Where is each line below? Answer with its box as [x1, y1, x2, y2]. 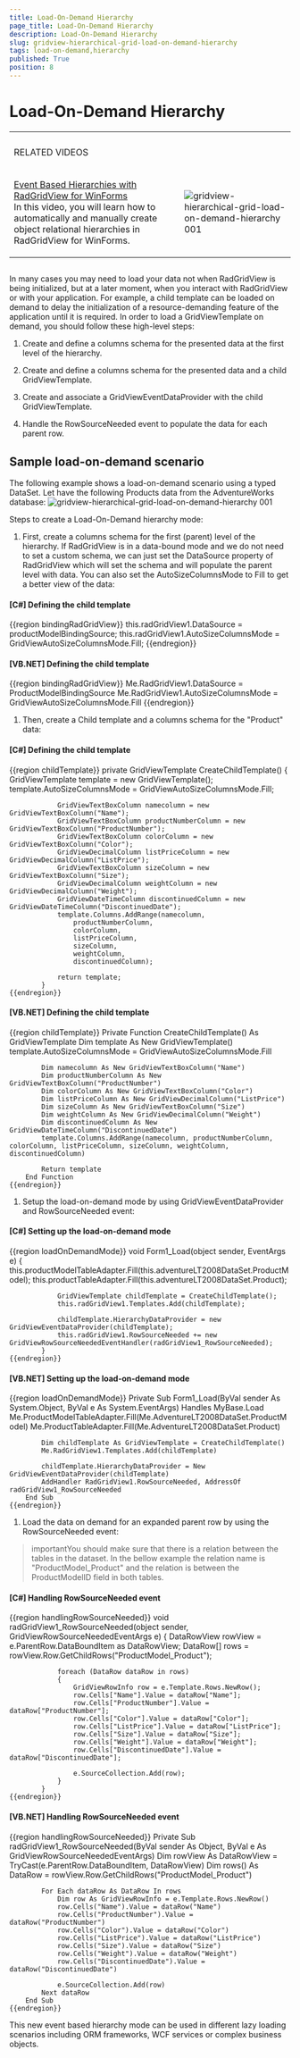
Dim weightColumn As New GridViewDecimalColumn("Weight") [41, 1109, 262, 1119]
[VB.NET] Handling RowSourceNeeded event [9, 1811, 180, 1822]
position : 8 [9, 63, 54, 72]
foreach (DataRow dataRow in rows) [56, 1668, 190, 1677]
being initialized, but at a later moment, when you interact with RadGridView [9, 283, 288, 294]
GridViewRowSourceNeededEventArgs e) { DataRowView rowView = [9, 1631, 262, 1642]
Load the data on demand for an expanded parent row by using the [21, 1517, 270, 1527]
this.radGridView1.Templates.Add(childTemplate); [56, 1300, 246, 1309]
